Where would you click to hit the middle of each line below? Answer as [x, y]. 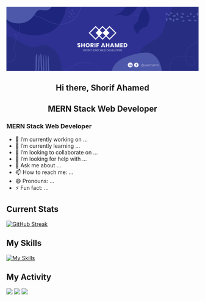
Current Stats [33, 209]
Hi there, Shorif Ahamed [103, 88]
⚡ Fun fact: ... [32, 187]
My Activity [29, 277]
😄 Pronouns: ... [35, 181]
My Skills [24, 243]
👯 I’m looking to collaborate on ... [56, 152]
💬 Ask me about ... [38, 165]
